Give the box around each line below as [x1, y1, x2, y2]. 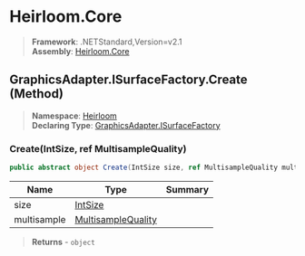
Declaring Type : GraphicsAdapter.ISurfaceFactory [31, 119, 221, 130]
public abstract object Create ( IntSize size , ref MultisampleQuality [9, 163, 279, 173]
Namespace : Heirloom [31, 110, 118, 121]
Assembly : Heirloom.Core [31, 45, 130, 56]
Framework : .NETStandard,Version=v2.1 [31, 36, 182, 47]
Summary [165, 183, 210, 195]
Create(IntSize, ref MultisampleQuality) [9, 142, 187, 155]
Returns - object [31, 236, 95, 247]
